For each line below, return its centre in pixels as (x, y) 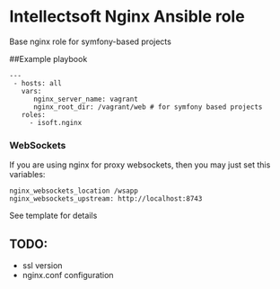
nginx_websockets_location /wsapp (74, 191)
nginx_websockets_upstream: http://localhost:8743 (106, 199)
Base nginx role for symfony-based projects (91, 41)
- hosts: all (38, 83)
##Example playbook (48, 59)
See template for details (53, 216)
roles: (34, 114)
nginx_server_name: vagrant (86, 99)
